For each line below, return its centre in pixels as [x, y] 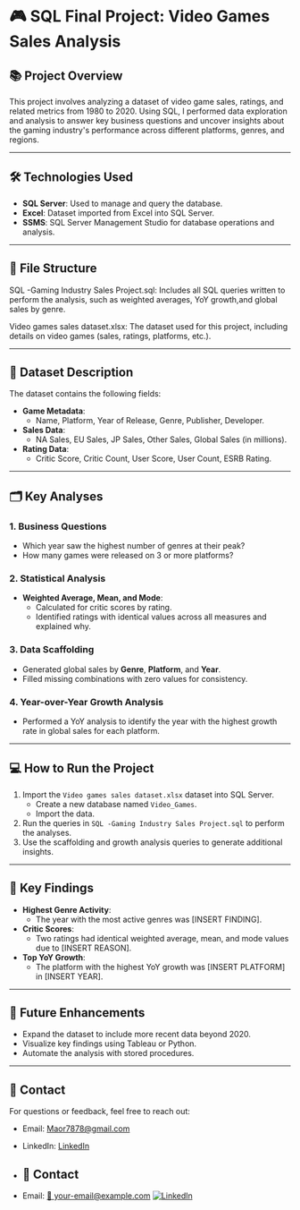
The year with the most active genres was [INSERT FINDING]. [149, 919]
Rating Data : [46, 449]
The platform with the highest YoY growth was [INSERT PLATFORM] [160, 967]
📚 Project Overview [66, 76]
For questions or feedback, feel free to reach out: [100, 1112]
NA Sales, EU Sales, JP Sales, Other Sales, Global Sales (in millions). [161, 439]
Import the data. [65, 814]
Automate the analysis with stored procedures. [108, 1053]
